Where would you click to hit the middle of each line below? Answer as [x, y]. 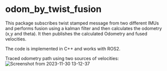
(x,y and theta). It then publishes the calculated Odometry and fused [76, 33]
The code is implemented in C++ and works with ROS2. [63, 48]
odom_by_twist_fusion [53, 9]
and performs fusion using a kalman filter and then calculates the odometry [84, 28]
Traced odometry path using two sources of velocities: [62, 58]
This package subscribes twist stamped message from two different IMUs [82, 23]
